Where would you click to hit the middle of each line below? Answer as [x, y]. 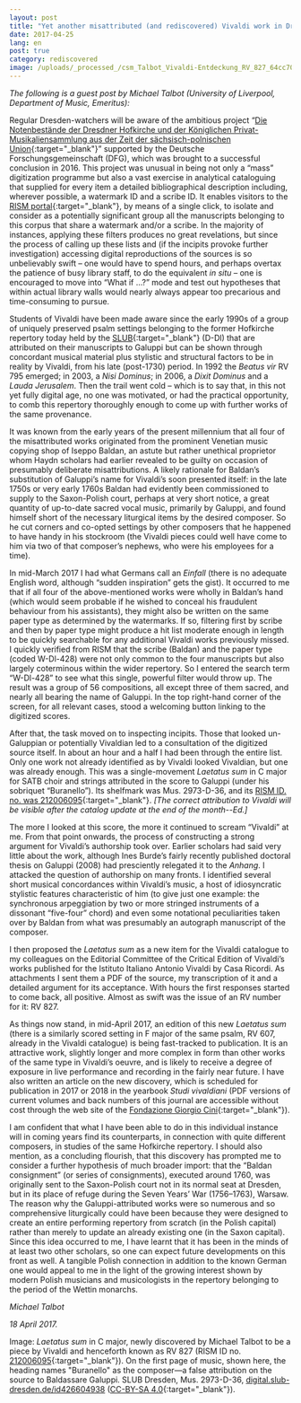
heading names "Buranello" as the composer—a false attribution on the [141, 1370]
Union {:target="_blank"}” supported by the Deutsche [107, 148]
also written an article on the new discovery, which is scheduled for [133, 1081]
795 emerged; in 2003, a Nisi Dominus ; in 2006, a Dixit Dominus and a [139, 376]
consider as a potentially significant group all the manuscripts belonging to [147, 215]
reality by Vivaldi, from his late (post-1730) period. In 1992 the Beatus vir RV [149, 366]
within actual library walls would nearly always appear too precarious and [145, 292]
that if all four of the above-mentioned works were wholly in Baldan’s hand [146, 592]
